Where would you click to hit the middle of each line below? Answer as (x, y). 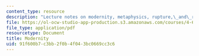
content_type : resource (36, 11)
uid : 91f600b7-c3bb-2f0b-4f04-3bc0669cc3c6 (61, 44)
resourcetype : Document (36, 33)
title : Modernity (28, 38)
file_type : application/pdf (41, 28)
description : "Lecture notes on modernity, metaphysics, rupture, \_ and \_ (99, 17)
